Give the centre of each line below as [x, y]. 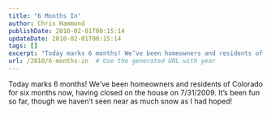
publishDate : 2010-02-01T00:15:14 [67, 31]
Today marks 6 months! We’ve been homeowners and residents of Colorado [136, 84]
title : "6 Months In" [45, 16]
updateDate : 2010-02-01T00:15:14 [65, 38]
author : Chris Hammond [47, 23]
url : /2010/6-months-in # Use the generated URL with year [112, 61]
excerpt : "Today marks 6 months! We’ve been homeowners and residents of [136, 53]
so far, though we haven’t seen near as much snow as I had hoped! [120, 101]
